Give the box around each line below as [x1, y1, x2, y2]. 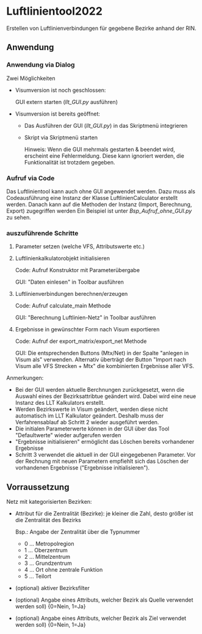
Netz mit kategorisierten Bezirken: [6, 498, 92, 506]
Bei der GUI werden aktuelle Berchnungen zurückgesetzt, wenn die [15, 386, 185, 394]
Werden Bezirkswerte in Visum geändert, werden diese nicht [15, 405, 168, 413]
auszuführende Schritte [6, 229, 79, 237]
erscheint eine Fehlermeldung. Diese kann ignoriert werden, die [24, 152, 184, 160]
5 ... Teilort [24, 573, 52, 580]
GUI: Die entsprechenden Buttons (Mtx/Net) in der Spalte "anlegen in [15, 350, 189, 357]
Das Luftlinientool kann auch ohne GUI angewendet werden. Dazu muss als [6, 188, 195, 195]
